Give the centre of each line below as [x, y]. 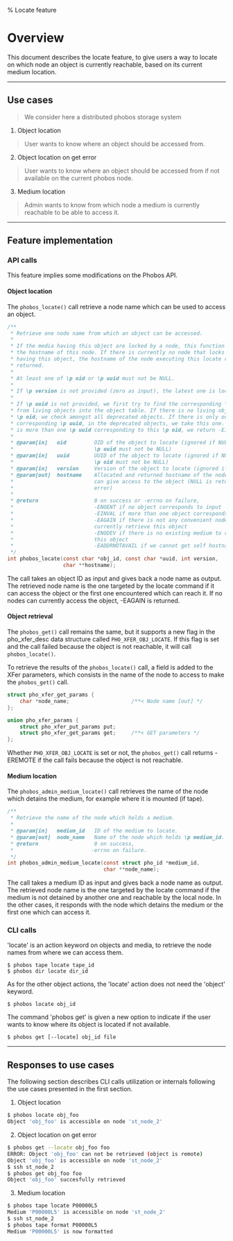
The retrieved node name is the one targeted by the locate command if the [114, 890]
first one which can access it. [49, 912]
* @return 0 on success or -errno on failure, [105, 501]
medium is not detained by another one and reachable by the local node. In [114, 898]
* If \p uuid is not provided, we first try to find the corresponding [116, 404]
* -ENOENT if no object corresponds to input [116, 507]
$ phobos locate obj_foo [43, 1116]
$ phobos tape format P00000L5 [52, 1225]
